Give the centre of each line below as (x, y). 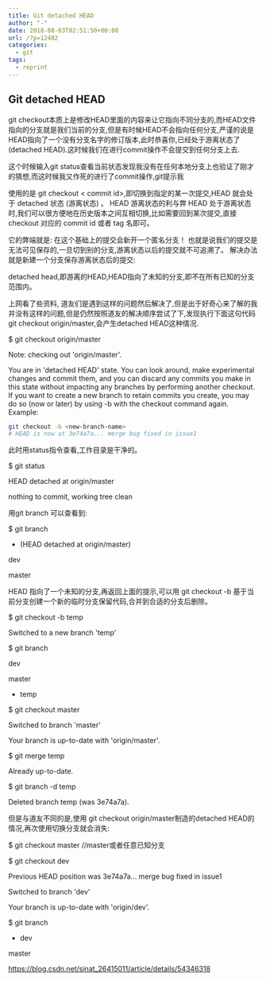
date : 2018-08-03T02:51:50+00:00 (64, 30)
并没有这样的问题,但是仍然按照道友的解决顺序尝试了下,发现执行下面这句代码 (132, 313)
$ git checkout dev (39, 861)
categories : (28, 45)
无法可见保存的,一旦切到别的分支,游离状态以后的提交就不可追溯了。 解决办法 (133, 249)
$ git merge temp (37, 756)
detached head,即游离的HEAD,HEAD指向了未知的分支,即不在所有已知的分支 (131, 276)
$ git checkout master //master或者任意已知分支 (87, 845)
